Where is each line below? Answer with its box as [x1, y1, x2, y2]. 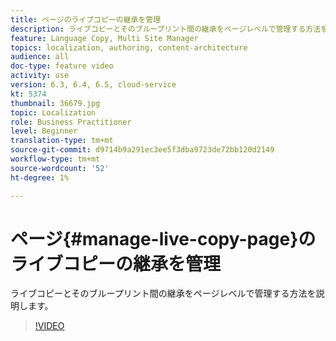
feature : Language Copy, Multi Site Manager [10, 33, 199, 43]
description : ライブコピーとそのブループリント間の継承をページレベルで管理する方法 [10, 24, 322, 34]
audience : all [10, 52, 70, 62]
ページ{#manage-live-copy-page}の [10, 227, 317, 250]
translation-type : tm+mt [10, 136, 114, 146]
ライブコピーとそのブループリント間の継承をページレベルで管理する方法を [10, 287, 317, 300]
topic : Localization [10, 107, 97, 118]
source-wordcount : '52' [10, 163, 110, 173]
